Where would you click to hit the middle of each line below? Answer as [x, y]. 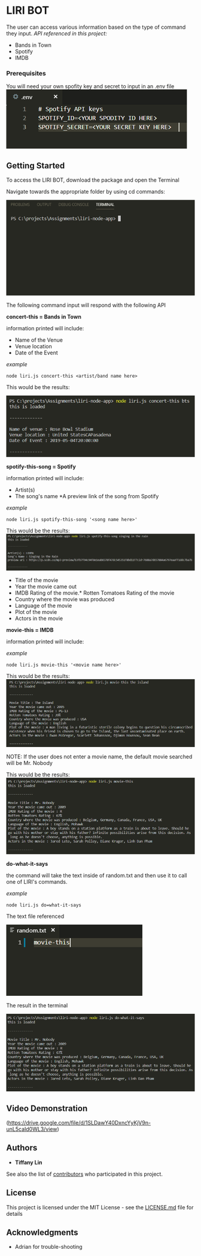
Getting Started [36, 165]
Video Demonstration [47, 1108]
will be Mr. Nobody [29, 763]
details [14, 1213]
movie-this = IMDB [30, 630]
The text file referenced [35, 916]
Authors [22, 1148]
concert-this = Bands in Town [44, 317]
